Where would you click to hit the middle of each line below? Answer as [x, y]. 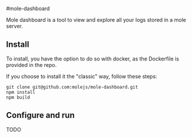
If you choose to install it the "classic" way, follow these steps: [82, 76]
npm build [18, 97]
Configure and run [40, 115]
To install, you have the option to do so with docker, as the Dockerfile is [93, 59]
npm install [21, 92]
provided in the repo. [32, 65]
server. [15, 26]
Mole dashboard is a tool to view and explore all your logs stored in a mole [96, 20]
